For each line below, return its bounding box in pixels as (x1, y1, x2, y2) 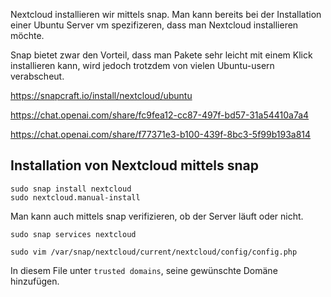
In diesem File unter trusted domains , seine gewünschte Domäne (10, 264, 278, 276)
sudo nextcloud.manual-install (10, 192, 141, 203)
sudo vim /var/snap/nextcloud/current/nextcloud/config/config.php (10, 247, 298, 257)
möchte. (10, 30, 45, 41)
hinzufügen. (10, 275, 60, 287)
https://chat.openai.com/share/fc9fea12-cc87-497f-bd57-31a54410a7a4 (10, 109, 310, 121)
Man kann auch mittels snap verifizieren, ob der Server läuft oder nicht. (10, 210, 304, 222)
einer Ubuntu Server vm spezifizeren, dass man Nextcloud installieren (10, 19, 299, 31)
